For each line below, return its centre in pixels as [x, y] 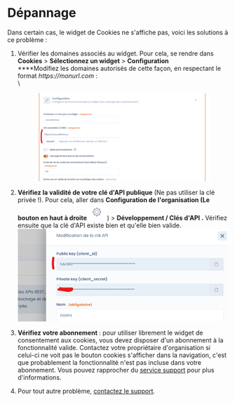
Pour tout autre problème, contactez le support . [86, 391]
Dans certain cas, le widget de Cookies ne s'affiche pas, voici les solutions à [118, 32]
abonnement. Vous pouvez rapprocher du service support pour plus [116, 370]
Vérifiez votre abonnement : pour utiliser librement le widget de [110, 333]
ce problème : [27, 39]
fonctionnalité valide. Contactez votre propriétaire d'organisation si [114, 347]
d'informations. [39, 377]
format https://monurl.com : [58, 76]
